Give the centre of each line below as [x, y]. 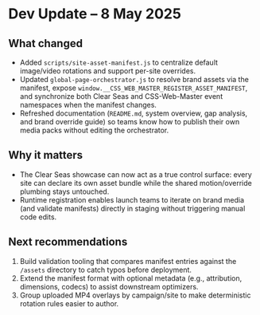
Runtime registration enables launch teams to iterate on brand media [132, 199]
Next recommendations [68, 242]
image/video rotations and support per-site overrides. [108, 71]
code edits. [38, 217]
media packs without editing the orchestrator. [94, 130]
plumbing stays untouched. [64, 191]
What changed [46, 43]
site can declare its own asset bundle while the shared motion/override [136, 183]
